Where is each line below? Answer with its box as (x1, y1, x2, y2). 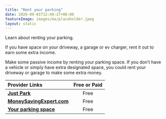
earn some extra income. (5, 50, 56, 56)
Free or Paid (73, 81, 103, 88)
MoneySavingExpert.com (7, 98, 69, 105)
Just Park (7, 90, 31, 97)
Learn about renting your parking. (5, 35, 74, 41)
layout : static (5, 21, 37, 26)
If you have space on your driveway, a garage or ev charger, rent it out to (5, 44, 154, 50)
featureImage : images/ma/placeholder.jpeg (5, 16, 94, 21)
